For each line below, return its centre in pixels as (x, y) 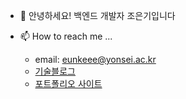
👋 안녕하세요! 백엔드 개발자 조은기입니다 (97, 15)
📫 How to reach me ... (66, 36)
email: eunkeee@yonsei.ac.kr (95, 59)
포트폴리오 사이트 (68, 83)
